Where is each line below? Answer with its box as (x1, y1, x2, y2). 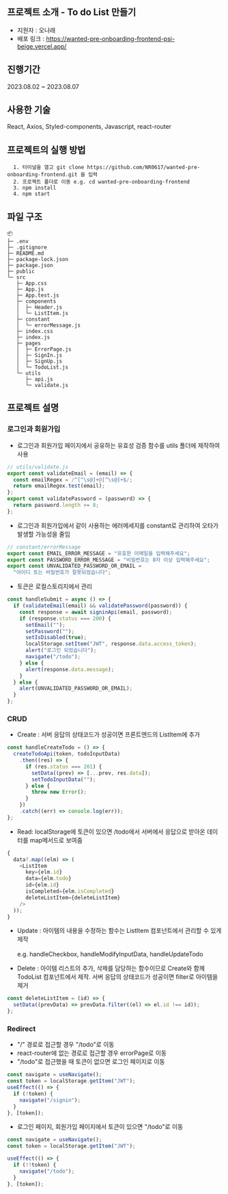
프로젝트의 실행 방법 (7, 144, 86, 156)
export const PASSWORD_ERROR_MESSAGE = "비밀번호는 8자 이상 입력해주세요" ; (7, 556, 210, 563)
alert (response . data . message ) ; (25, 666, 115, 673)
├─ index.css (16, 328, 53, 335)
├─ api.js (25, 376, 53, 383)
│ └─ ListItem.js (16, 310, 69, 317)
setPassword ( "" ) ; (25, 627, 75, 635)
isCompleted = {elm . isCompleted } (25, 888, 115, 895)
